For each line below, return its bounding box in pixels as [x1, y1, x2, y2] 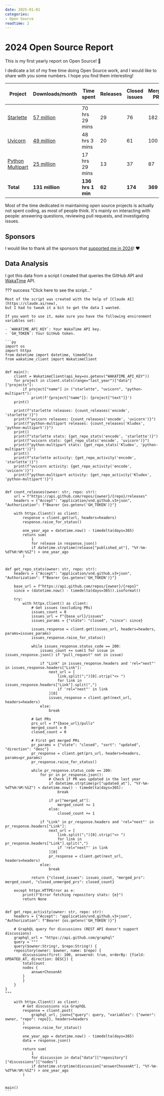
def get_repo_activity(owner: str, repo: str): [5, 909, 104, 914]
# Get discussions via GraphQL [22, 1003, 86, 1009]
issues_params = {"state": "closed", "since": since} [31, 618, 143, 623]
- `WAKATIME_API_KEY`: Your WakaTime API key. [5, 327, 102, 332]
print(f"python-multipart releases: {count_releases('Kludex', [14, 421, 145, 426]
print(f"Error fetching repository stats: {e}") [22, 892, 123, 897]
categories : [5, 12, 29, 17]
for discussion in [31, 1055, 69, 1060]
